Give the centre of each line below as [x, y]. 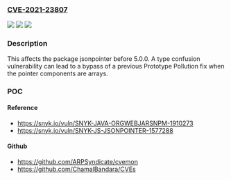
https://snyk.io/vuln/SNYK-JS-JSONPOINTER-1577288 [95, 130]
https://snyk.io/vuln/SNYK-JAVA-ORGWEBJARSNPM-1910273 [105, 123]
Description [27, 44]
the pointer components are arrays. [58, 73]
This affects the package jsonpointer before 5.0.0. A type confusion [104, 58]
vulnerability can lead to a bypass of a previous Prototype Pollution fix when [116, 66]
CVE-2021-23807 [37, 10]
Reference [23, 108]
